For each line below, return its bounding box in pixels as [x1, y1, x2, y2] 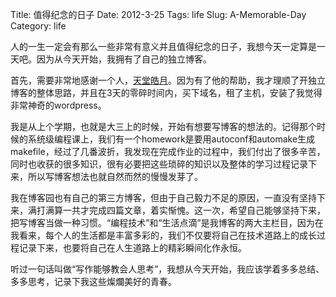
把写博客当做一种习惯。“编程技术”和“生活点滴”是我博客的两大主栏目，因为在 [10, 217, 324, 228]
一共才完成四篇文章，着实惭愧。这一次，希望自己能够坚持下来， [62, 204, 326, 216]
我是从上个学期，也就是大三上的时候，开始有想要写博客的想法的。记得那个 [10, 121, 317, 132]
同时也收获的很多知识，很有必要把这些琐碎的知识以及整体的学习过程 [10, 158, 291, 170]
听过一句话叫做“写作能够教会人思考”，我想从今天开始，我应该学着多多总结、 [10, 263, 325, 275]
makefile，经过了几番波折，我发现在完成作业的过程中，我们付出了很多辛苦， [10, 146, 326, 157]
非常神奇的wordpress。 [10, 99, 107, 111]
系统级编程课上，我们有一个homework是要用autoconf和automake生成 [27, 133, 316, 145]
